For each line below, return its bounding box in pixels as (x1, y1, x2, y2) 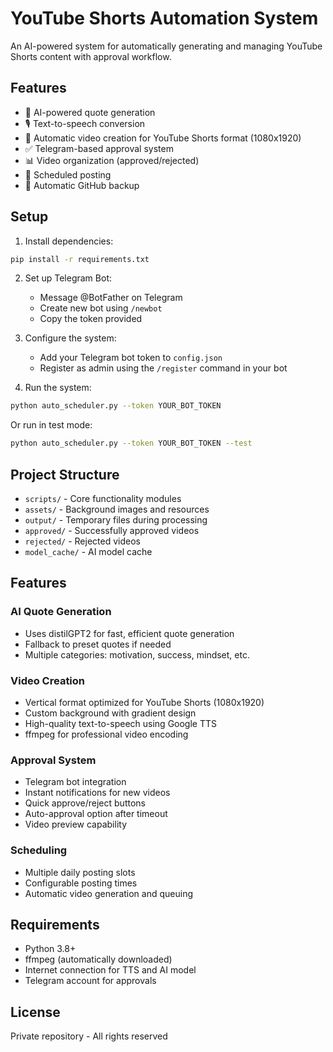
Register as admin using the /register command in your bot (39, 362, 288, 374)
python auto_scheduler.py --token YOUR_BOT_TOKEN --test (10, 438, 253, 449)
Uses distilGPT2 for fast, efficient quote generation (24, 627, 235, 639)
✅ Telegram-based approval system (24, 142, 174, 154)
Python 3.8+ (24, 943, 77, 955)
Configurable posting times (24, 877, 138, 889)
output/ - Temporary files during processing (24, 514, 208, 526)
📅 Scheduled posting (24, 168, 112, 181)
